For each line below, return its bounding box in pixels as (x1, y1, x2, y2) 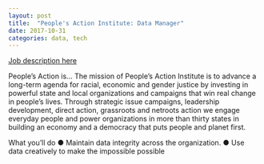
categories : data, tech (8, 34, 88, 42)
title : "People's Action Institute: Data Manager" (8, 19, 184, 27)
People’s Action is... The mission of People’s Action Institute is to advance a (8, 71, 257, 81)
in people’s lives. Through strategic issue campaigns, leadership (8, 97, 220, 106)
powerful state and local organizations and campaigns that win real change (8, 89, 256, 98)
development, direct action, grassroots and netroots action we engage (8, 106, 240, 115)
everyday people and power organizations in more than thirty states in (8, 114, 240, 124)
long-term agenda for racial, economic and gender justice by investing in (8, 80, 249, 90)
